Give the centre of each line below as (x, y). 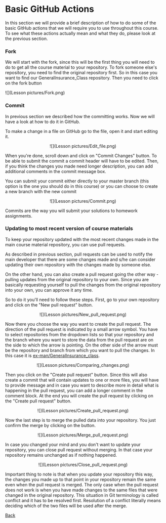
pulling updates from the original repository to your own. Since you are (77, 279)
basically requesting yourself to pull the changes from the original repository (83, 285)
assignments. (19, 216)
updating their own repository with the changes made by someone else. (78, 264)
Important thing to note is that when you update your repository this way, (79, 474)
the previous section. (26, 39)
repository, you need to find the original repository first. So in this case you (81, 73)
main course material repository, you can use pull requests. (65, 244)
